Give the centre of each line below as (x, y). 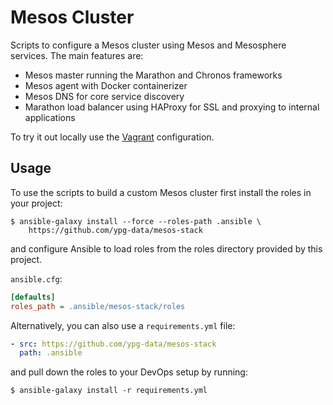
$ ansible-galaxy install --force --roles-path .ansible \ (136, 221)
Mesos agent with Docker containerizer (106, 85)
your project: (36, 203)
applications (50, 117)
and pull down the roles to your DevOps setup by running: (129, 372)
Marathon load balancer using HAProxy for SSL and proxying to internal (172, 107)
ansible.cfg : (36, 278)
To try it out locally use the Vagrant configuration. (112, 137)
